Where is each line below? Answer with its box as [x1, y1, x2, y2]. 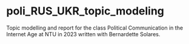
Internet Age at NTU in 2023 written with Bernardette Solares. [6, 30, 161, 37]
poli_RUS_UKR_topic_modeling [6, 4, 165, 18]
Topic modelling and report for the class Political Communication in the [6, 24, 184, 31]
